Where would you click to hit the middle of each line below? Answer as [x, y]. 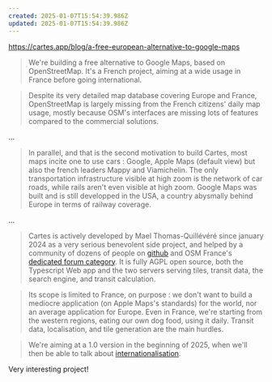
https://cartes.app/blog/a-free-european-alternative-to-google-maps [124, 46]
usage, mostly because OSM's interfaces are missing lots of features [143, 112]
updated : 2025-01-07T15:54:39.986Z [68, 24]
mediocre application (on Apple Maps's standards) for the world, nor [142, 303]
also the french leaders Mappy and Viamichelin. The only [123, 170]
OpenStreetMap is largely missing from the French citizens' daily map [144, 104]
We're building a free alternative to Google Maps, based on [127, 62]
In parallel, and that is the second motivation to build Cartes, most [138, 152]
